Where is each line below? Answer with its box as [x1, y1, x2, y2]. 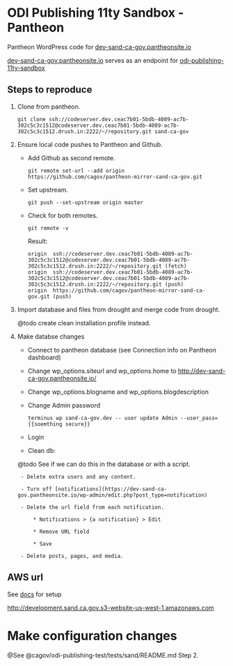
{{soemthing [27, 420, 63, 428]
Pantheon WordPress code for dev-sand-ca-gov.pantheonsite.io [7, 42, 192, 51]
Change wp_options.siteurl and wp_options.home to [27, 366, 177, 375]
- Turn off [20, 486, 52, 493]
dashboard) [27, 353, 61, 362]
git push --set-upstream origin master [27, 199, 144, 206]
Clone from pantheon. [17, 102, 81, 111]
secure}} [65, 420, 90, 428]
